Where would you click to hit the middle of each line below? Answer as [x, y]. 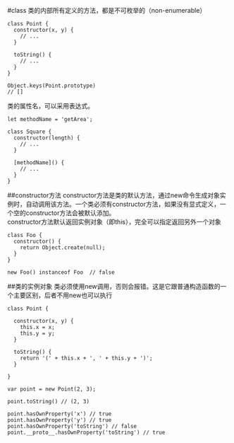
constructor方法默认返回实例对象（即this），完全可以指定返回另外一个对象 [114, 222]
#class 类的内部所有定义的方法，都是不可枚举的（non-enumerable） [107, 10]
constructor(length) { [47, 138]
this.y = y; [37, 333]
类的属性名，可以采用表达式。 [50, 106]
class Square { [30, 132]
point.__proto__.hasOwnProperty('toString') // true [86, 432]
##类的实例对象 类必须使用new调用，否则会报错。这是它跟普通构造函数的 [114, 286]
